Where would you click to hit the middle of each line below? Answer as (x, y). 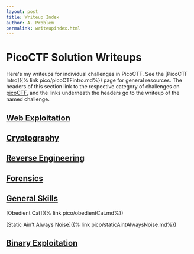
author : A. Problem (30, 23)
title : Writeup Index (33, 17)
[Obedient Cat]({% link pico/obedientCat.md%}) (65, 213)
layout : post (22, 12)
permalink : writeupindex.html (43, 28)
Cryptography (33, 138)
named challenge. (28, 99)
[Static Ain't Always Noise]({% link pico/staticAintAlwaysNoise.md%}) (91, 224)
